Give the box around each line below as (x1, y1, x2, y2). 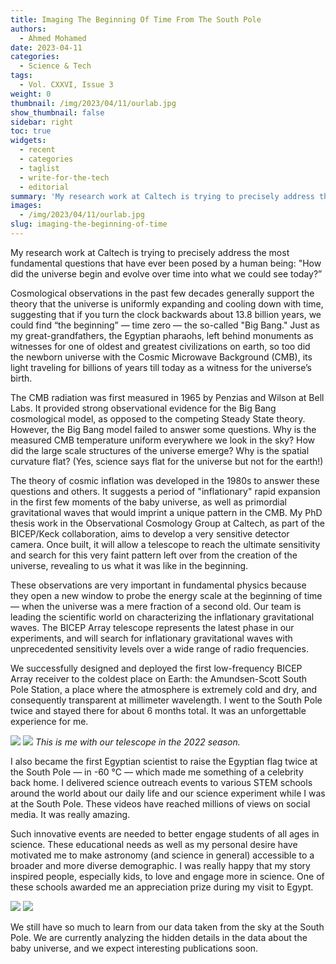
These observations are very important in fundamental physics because (10, 579, 307, 591)
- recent (19, 145, 56, 155)
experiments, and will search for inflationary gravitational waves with (10, 632, 293, 644)
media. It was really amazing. (10, 808, 131, 820)
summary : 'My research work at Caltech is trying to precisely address (10, 191, 315, 201)
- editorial (19, 182, 70, 192)
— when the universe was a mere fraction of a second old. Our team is (10, 600, 302, 612)
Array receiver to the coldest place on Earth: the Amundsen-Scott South (10, 672, 308, 685)
